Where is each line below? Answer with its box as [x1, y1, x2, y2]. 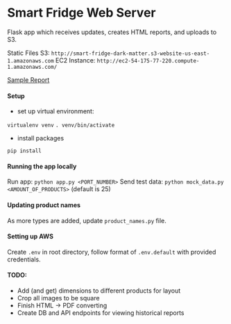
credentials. [7, 255, 41, 264]
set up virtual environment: [17, 107, 94, 115]
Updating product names [7, 200, 81, 209]
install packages [17, 134, 65, 143]
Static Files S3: [7, 49, 50, 57]
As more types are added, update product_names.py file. [7, 216, 166, 225]
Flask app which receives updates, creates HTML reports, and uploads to [7, 28, 217, 36]
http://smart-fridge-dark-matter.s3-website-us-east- [51, 50, 210, 57]
